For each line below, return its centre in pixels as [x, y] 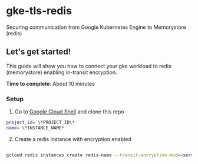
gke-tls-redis [39, 11]
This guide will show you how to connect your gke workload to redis [89, 66]
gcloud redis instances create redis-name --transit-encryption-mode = [95, 155]
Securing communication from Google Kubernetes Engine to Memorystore [96, 27]
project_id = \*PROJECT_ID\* [41, 123]
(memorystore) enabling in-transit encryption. [62, 72]
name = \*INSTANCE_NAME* [35, 128]
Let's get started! [39, 52]
